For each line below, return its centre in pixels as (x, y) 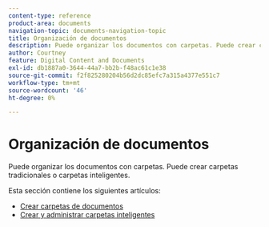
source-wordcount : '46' (48, 90)
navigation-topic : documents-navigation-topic (87, 30)
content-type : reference (50, 16)
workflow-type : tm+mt (44, 83)
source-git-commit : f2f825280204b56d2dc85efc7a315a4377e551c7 (114, 75)
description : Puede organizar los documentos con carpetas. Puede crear (132, 46)
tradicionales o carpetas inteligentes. (69, 175)
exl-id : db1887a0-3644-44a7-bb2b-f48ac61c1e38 (87, 68)
